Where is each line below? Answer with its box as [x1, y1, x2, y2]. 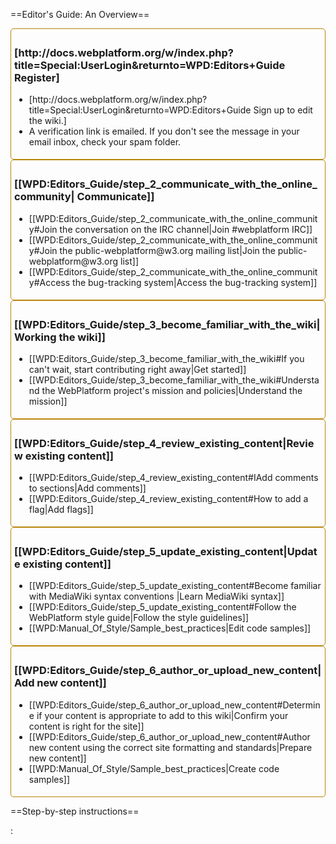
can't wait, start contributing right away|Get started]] [28, 363, 247, 375]
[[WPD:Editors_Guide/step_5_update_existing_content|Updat [14, 545, 318, 559]
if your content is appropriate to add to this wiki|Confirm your [36, 709, 289, 721]
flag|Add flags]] [28, 504, 94, 516]
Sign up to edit [253, 104, 313, 116]
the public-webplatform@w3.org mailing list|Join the [59, 244, 276, 256]
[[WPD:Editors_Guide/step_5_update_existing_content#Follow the [28, 601, 297, 613]
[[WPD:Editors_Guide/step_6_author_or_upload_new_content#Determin [28, 699, 321, 711]
